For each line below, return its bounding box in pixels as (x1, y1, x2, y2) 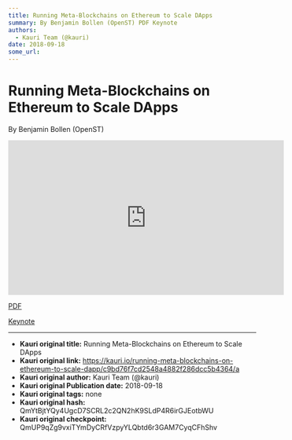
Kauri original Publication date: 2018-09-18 (19, 380, 163, 390)
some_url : (8, 48, 41, 56)
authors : (8, 26, 37, 34)
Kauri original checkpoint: (19, 414, 107, 423)
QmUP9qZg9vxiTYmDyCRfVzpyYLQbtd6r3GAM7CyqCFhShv (19, 422, 218, 432)
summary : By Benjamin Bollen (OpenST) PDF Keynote (8, 19, 178, 27)
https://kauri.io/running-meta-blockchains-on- (82, 355, 234, 365)
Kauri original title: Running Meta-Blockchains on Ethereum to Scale (19, 339, 242, 348)
